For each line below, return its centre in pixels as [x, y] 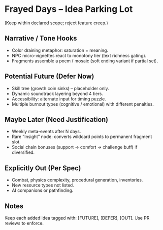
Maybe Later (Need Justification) [57, 119]
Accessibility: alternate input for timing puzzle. [59, 99]
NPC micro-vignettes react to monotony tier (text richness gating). [79, 55]
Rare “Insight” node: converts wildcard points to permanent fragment [82, 137]
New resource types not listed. [43, 185]
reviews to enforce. [24, 223]
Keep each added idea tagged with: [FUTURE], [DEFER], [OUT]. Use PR [77, 218]
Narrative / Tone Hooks [41, 38]
